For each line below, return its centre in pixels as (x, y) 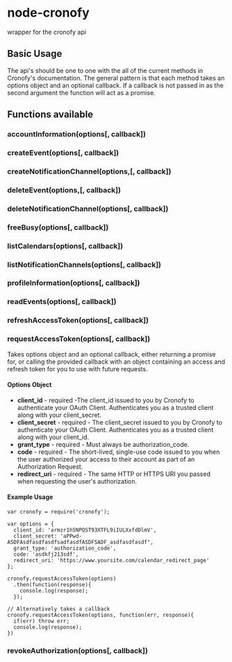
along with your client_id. (53, 437)
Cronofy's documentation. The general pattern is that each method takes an (116, 78)
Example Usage (30, 497)
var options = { (31, 524)
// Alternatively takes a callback (59, 609)
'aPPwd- (71, 536)
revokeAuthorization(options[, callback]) (77, 650)
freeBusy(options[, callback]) (58, 227)
